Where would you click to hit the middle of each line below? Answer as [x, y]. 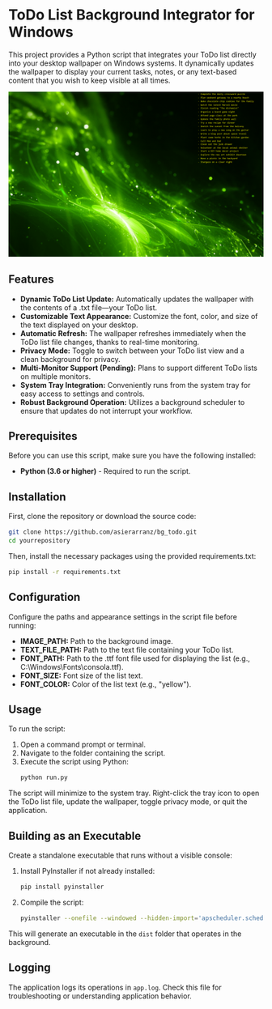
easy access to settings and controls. [83, 394]
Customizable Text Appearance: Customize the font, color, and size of [139, 316]
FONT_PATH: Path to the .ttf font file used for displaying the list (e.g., [135, 658]
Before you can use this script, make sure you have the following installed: [132, 456]
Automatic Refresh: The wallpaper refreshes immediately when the [133, 333]
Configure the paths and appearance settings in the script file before [123, 616]
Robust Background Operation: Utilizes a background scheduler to [132, 402]
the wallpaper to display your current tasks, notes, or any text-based [123, 71]
